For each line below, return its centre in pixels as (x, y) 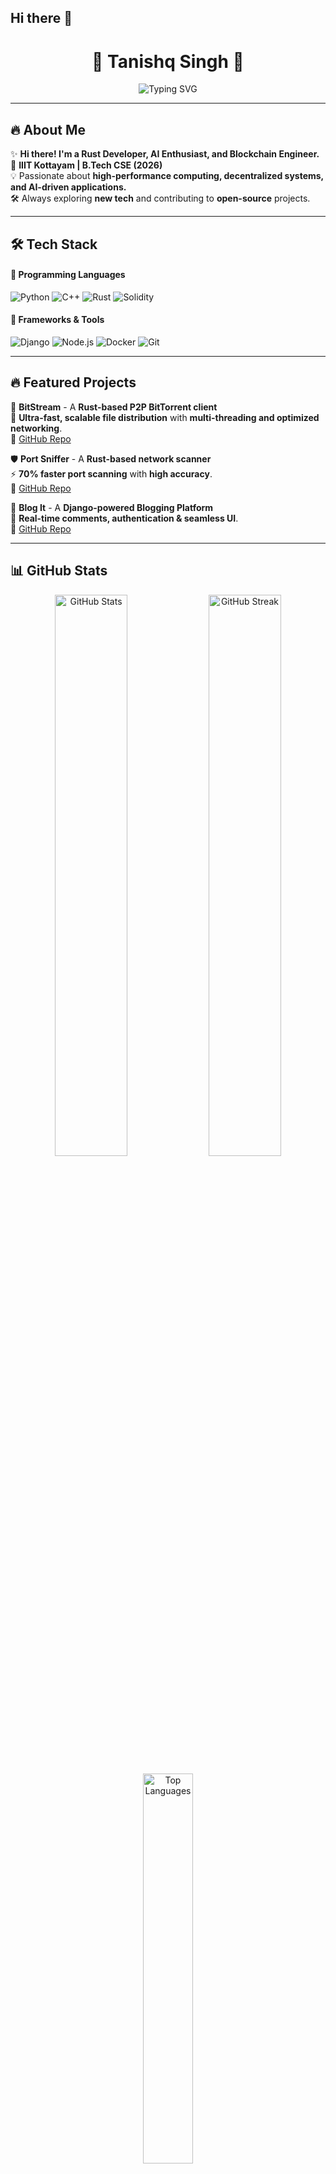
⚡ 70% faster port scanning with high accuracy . (111, 473)
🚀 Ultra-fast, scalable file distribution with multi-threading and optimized (165, 417)
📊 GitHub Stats (59, 571)
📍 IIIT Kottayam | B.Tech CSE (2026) (86, 165)
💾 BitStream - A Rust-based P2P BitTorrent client (114, 407)
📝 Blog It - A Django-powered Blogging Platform (112, 507)
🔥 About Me (48, 129)
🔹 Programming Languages (68, 275)
